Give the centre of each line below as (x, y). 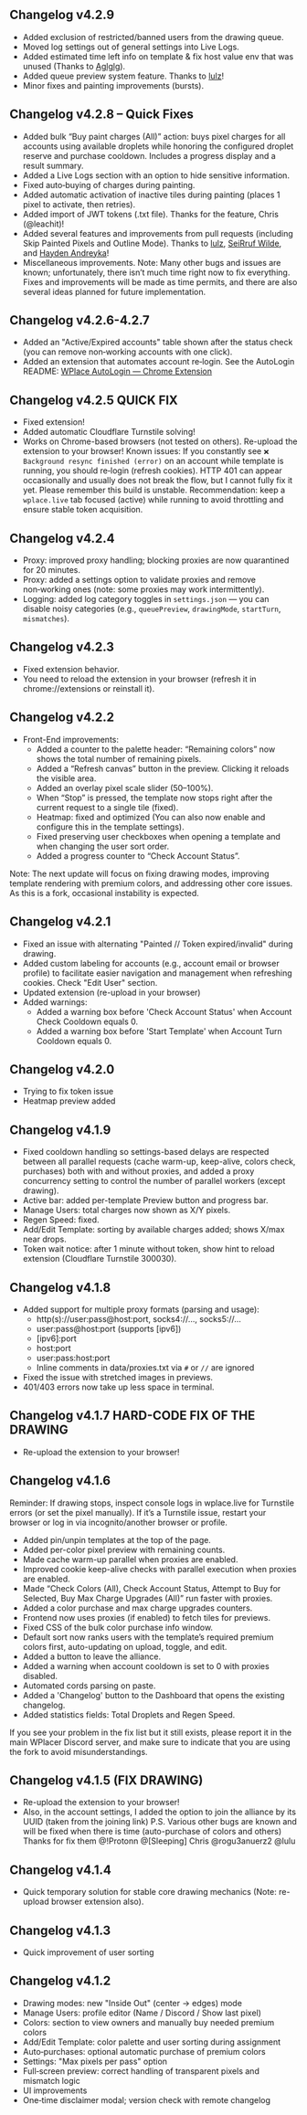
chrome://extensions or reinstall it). (89, 688)
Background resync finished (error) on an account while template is (153, 461)
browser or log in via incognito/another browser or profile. (119, 1522)
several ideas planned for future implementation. (114, 291)
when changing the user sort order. (103, 846)
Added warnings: (55, 1002)
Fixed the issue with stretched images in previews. (117, 1377)
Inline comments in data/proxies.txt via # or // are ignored (145, 1367)
